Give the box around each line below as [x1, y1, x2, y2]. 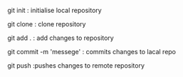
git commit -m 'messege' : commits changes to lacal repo [7, 48, 177, 56]
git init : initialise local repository [7, 6, 102, 14]
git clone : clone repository [7, 20, 86, 28]
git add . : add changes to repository [7, 34, 114, 42]
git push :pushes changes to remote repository [7, 61, 145, 70]
